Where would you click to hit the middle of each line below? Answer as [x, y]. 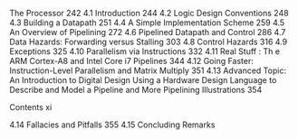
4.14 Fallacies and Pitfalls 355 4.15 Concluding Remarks [112, 125]
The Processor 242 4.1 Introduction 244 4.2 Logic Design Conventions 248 [149, 13]
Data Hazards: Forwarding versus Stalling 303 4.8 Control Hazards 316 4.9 [149, 42]
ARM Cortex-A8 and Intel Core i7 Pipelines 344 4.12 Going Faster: [131, 61]
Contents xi [31, 107]
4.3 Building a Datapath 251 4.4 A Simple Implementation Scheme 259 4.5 [147, 23]
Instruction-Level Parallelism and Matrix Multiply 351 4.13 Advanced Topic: [148, 70]
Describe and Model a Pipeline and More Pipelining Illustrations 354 [136, 90]
